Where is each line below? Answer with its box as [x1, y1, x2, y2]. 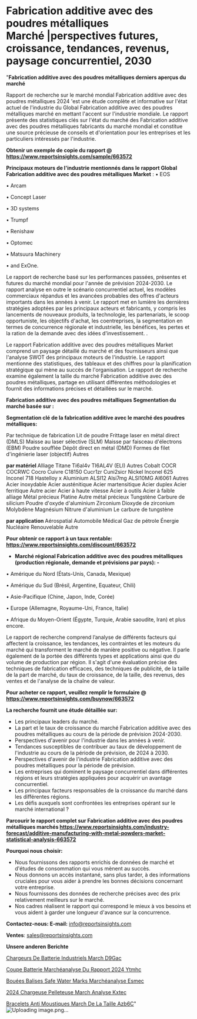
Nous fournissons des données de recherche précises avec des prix [14, 890, 181, 897]
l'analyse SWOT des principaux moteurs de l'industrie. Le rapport [6, 354, 165, 361]
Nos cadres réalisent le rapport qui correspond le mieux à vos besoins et [14, 902, 191, 909]
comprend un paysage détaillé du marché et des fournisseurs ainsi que [6, 347, 179, 354]
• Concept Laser [6, 193, 46, 200]
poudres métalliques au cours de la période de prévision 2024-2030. [14, 730, 182, 737]
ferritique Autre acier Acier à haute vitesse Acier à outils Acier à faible [6, 487, 175, 494]
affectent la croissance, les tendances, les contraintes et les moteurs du [6, 639, 181, 647]
